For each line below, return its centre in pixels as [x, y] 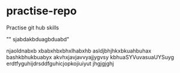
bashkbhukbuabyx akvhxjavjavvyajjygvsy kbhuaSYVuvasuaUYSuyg [90, 57]
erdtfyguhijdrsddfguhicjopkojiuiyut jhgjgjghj [60, 63]
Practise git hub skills [33, 28]
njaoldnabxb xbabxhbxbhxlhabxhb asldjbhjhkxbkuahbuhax [79, 51]
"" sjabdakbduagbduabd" [38, 39]
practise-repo [42, 11]
